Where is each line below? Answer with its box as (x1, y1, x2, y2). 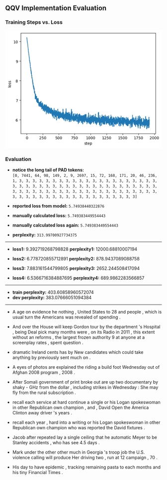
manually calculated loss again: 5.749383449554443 (12, 222, 118, 228)
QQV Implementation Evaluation (5, 4, 107, 12)
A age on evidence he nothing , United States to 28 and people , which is (12, 309, 162, 315)
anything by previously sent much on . (12, 354, 91, 360)
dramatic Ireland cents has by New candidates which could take (12, 349, 144, 355)
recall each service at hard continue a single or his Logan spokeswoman (12, 399, 161, 405)
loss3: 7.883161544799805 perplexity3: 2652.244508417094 (12, 265, 140, 271)
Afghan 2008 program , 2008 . (12, 369, 76, 375)
